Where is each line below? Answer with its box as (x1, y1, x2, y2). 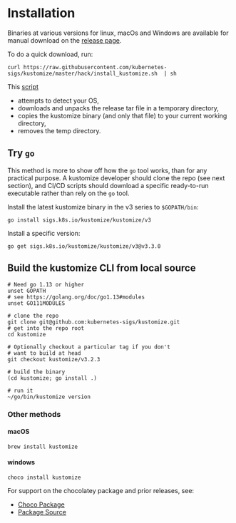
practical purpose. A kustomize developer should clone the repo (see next (7, 173, 225, 182)
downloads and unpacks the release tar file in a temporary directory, (17, 103, 220, 112)
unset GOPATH (7, 287, 46, 294)
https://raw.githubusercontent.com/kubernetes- (23, 63, 168, 71)
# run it (7, 387, 34, 394)
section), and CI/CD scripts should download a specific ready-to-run (7, 181, 209, 190)
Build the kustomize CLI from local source (7, 262, 196, 274)
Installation (7, 5, 76, 21)
